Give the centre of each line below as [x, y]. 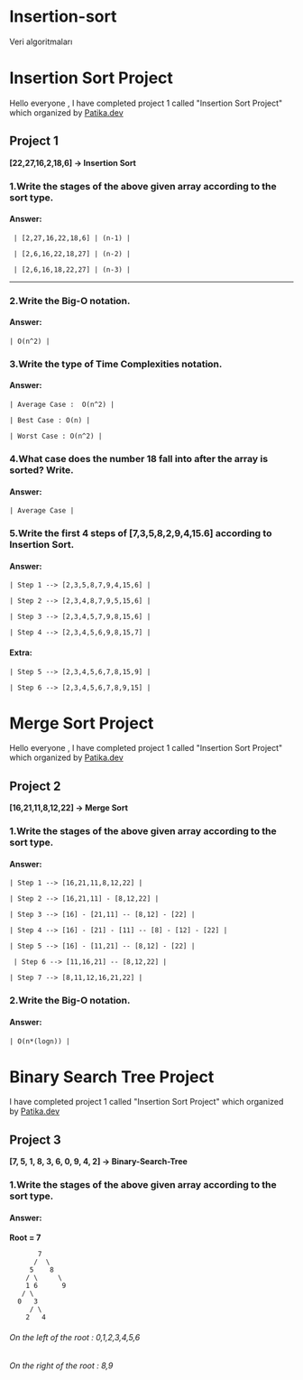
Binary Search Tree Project [112, 1077]
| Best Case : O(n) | [50, 421]
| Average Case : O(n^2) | [62, 405]
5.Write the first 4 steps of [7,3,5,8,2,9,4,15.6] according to [141, 533]
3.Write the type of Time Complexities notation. [116, 364]
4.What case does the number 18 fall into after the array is [139, 458]
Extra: [21, 653]
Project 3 [35, 1139]
